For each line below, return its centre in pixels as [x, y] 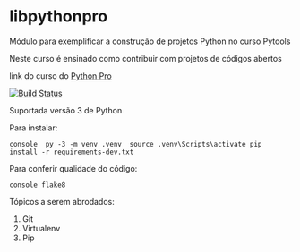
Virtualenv [41, 228]
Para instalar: [34, 128]
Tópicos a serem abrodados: [62, 201]
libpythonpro [59, 17]
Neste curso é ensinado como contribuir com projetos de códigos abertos [146, 58]
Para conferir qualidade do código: [73, 168]
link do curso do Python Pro [60, 76]
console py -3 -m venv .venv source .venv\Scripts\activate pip [136, 144]
